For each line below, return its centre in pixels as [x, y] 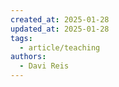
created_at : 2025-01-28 [60, 19]
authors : [28, 57]
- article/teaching [60, 47]
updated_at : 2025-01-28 [60, 29]
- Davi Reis [44, 66]
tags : [21, 38]
